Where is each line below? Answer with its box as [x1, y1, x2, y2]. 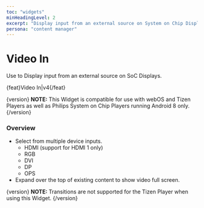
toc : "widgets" [6, 9, 45, 15]
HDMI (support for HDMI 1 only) [24, 144, 103, 151]
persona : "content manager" [6, 26, 78, 32]
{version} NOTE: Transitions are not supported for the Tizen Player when [6, 188, 189, 195]
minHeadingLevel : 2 [6, 15, 56, 21]
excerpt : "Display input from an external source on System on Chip [6, 20, 183, 26]
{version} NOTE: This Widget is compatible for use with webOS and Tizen [6, 95, 191, 103]
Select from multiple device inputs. [15, 137, 103, 145]
